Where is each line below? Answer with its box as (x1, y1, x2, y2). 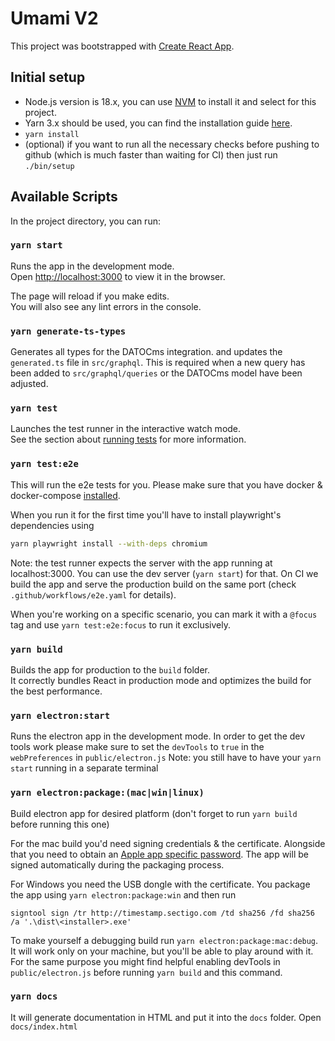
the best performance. (10, 685, 103, 697)
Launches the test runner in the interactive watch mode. (10, 423, 242, 435)
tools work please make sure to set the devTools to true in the (10, 741, 265, 753)
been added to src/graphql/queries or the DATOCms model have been (10, 367, 303, 379)
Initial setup (10, 69, 86, 86)
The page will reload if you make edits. (10, 290, 170, 302)
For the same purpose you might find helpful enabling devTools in (10, 955, 281, 967)
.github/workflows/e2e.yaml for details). (10, 588, 177, 601)
